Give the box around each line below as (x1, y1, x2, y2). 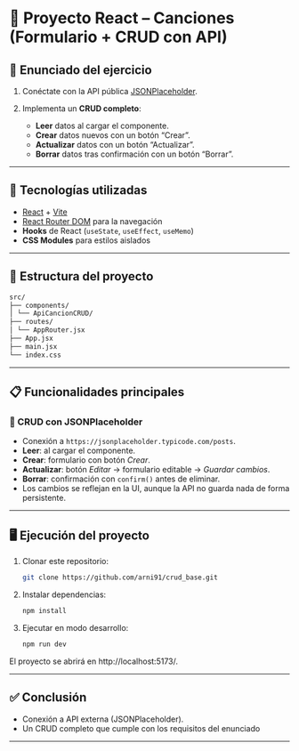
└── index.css (9, 351, 62, 359)
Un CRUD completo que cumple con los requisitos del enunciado (21, 723, 261, 733)
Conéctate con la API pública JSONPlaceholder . (21, 86, 198, 96)
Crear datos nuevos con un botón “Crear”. (35, 130, 190, 141)
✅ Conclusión (9, 690, 87, 706)
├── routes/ (9, 318, 53, 327)
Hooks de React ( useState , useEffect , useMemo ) (21, 225, 194, 236)
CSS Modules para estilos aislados (21, 235, 151, 246)
